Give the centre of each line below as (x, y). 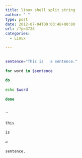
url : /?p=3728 (20, 29)
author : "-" (18, 15)
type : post (17, 19)
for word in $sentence (29, 71)
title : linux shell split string (40, 10)
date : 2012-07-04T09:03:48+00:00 (40, 24)
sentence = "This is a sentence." (42, 61)
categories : (18, 34)
